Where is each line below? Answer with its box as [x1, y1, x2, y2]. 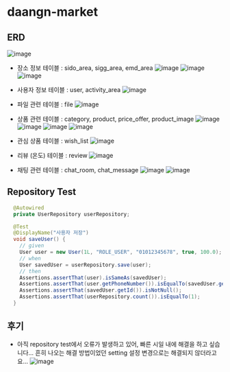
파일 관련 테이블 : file [16, 100, 73, 108]
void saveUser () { [13, 236, 66, 243]
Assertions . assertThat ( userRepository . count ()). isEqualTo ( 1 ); [19, 293, 201, 301]
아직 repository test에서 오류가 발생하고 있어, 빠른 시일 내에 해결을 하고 [16, 340, 208, 348]
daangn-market [7, 4, 99, 20]
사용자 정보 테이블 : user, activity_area [16, 86, 121, 93]
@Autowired [13, 204, 44, 211]
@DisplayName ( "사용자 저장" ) [13, 229, 89, 237]
